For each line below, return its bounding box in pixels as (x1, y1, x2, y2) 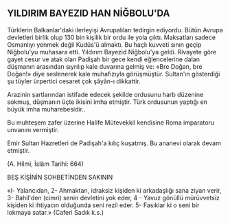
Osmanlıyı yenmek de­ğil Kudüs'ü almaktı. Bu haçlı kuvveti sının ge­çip (7, 40, 202, 49)
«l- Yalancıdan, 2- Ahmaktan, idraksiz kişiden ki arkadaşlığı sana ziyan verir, (7, 186, 222, 194)
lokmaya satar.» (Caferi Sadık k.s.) (7, 208, 104, 216)
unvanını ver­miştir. (7, 125, 59, 134)
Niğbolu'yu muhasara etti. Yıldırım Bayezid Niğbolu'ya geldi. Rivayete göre (7, 47, 217, 56)
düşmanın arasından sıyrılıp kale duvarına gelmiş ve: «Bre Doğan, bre (7, 62, 203, 70)
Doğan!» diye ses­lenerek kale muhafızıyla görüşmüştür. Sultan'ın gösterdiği (7, 70, 220, 78)
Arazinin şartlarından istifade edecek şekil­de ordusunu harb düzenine (7, 90, 204, 98)
